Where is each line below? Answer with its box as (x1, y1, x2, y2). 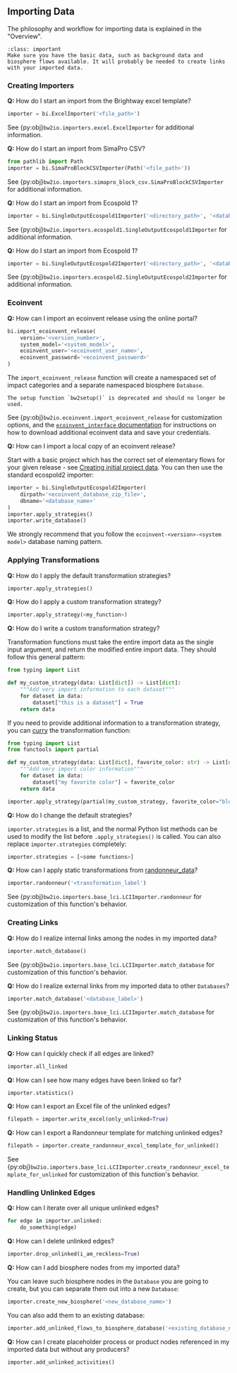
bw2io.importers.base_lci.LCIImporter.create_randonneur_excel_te (30, 1164, 230, 1171)
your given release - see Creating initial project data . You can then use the (7, 463, 224, 472)
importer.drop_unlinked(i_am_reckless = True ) (7, 1251, 140, 1258)
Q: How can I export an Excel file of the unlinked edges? (7, 1102, 171, 1111)
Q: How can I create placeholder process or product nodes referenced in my (7, 1337, 230, 1346)
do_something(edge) (20, 1224, 78, 1232)
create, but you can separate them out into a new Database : (7, 1285, 179, 1293)
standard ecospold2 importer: (7, 470, 94, 480)
